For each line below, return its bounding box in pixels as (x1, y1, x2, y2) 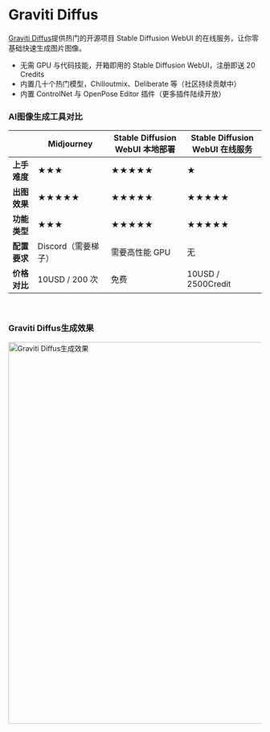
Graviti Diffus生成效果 (8, 323, 94, 334)
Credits (19, 69, 45, 79)
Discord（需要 (37, 241, 92, 252)
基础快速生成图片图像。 (8, 43, 86, 53)
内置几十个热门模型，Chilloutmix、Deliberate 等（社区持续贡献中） (19, 79, 241, 88)
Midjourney (47, 138, 93, 149)
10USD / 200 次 (37, 274, 99, 285)
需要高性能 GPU (111, 247, 171, 258)
